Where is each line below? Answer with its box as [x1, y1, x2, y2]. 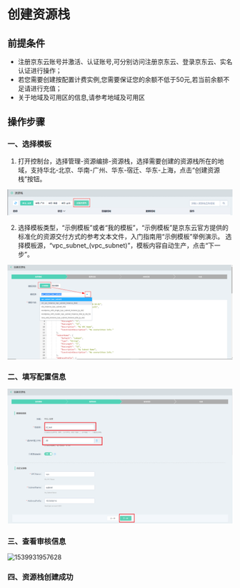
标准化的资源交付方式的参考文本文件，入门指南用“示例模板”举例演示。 [17, 233, 224, 241]
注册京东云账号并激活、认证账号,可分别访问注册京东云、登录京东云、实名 [17, 58, 233, 66]
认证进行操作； [17, 66, 62, 75]
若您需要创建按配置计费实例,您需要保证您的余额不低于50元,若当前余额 [17, 76, 224, 83]
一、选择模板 [7, 139, 52, 149]
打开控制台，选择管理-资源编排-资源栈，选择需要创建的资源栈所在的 [17, 156, 218, 165]
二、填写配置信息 [7, 372, 66, 382]
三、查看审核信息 [7, 537, 66, 547]
